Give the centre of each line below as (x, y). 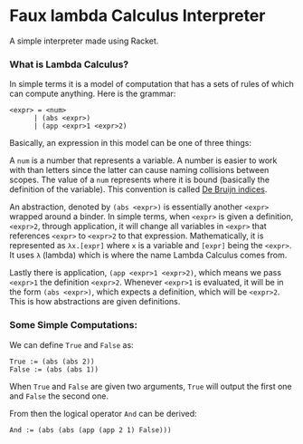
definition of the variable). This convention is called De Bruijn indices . (138, 189)
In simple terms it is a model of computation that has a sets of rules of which (151, 84)
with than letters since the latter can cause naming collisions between (139, 170)
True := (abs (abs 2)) (52, 362)
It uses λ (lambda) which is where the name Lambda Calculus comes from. (148, 256)
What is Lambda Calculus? (69, 64)
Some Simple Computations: (74, 325)
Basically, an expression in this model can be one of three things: (130, 143)
